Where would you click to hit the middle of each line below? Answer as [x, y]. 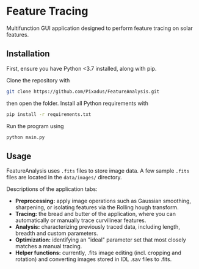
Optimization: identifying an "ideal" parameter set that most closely [100, 240]
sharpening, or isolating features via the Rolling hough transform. [97, 207]
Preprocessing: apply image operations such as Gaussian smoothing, [103, 201]
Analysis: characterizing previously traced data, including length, [97, 227]
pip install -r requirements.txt [49, 114]
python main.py [26, 137]
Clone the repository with [38, 80]
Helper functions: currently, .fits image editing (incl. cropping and [98, 253]
